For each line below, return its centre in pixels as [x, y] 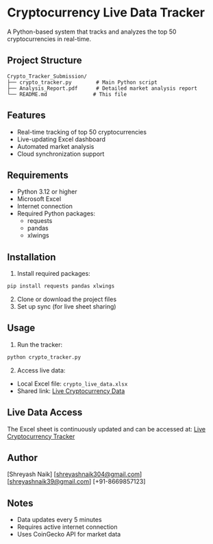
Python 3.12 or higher [47, 192]
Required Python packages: [56, 213]
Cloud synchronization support [61, 154]
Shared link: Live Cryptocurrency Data [71, 391]
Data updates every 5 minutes [59, 520]
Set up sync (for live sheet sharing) [66, 307]
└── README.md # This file [67, 94]
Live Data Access [45, 413]
